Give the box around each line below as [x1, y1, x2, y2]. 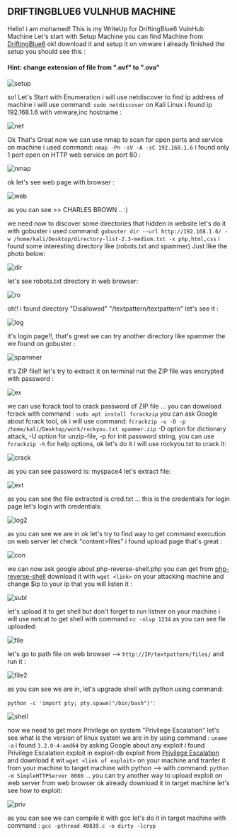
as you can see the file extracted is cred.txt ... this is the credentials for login [7, 494, 230, 503]
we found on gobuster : [7, 340, 76, 348]
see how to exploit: [7, 787, 63, 795]
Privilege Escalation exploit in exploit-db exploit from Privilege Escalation [7, 748, 219, 758]
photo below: [7, 250, 46, 258]
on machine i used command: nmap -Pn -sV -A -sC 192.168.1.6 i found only [7, 143, 230, 152]
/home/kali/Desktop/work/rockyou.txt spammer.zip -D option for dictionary [7, 425, 226, 433]
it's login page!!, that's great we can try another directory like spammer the [7, 332, 226, 340]
